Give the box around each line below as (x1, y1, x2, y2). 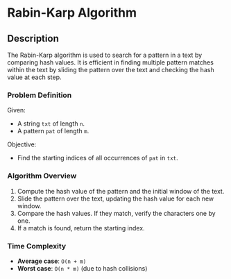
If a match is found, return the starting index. (17, 223, 145, 232)
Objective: (7, 140, 37, 149)
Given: (7, 106, 26, 115)
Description (7, 33, 59, 44)
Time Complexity (7, 241, 67, 251)
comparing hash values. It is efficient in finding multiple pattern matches (7, 58, 214, 67)
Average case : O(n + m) (17, 257, 87, 265)
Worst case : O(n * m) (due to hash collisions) (17, 264, 148, 272)
